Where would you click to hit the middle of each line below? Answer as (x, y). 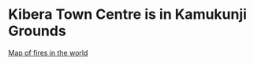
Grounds (37, 31)
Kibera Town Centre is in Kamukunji (127, 14)
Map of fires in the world (48, 52)
